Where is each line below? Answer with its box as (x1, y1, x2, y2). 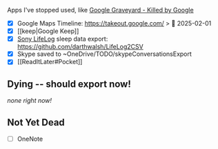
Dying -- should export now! (7, 78, 131, 90)
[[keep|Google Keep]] (17, 27, 79, 35)
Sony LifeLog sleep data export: (17, 34, 108, 43)
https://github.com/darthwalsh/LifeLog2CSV (17, 43, 143, 51)
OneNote (17, 135, 43, 143)
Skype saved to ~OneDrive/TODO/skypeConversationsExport (17, 50, 192, 58)
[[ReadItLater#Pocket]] (17, 58, 83, 66)
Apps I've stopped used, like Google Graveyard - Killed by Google (7, 6, 195, 14)
